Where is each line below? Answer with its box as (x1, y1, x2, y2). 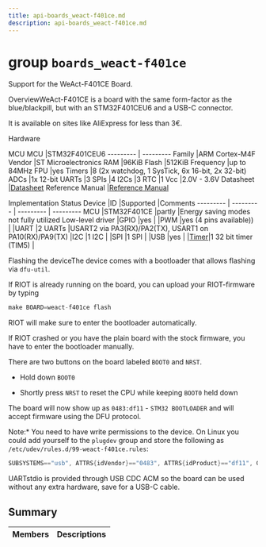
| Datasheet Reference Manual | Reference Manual (8, 183, 169, 193)
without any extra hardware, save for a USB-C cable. (8, 482, 180, 492)
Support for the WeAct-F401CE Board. (8, 79, 133, 89)
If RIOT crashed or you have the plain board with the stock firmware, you (8, 333, 245, 343)
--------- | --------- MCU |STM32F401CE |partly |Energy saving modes (17, 207, 251, 217)
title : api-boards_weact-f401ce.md (8, 11, 126, 20)
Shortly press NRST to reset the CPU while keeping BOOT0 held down (19, 388, 238, 398)
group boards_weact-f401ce (8, 53, 187, 71)
